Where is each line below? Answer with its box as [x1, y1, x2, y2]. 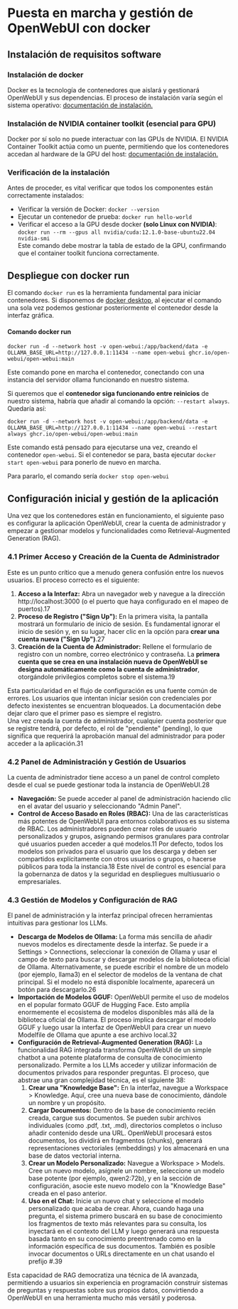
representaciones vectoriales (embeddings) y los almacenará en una [28, 1144, 229, 1153]
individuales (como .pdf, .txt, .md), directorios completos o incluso [28, 1121, 222, 1130]
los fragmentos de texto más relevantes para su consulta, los [28, 1219, 207, 1228]
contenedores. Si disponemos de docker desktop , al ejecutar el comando [7, 296, 222, 305]
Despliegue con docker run [7, 269, 130, 281]
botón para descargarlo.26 [17, 986, 97, 994]
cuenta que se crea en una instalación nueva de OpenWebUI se [17, 657, 208, 666]
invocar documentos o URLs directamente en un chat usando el [28, 1249, 215, 1259]
